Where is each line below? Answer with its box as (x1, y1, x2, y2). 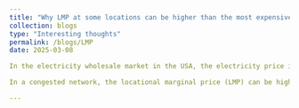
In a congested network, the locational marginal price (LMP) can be (9, 78, 273, 87)
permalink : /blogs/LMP (9, 37, 93, 47)
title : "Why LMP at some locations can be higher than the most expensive (9, 12, 293, 22)
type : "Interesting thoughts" (9, 29, 122, 38)
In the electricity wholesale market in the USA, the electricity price (9, 62, 285, 71)
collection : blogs (9, 21, 77, 30)
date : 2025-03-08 (9, 46, 74, 55)
